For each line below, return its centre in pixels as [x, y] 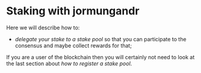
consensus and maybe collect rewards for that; [73, 45]
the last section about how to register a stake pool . [69, 63]
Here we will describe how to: [43, 28]
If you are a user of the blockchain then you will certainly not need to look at [100, 57]
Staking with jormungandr [73, 11]
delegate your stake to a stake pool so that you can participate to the [100, 39]
